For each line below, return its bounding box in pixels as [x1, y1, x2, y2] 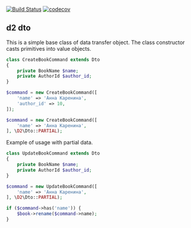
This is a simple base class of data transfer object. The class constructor [6, 39, 185, 46]
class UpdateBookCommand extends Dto [6, 150, 100, 156]
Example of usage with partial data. [6, 139, 93, 146]
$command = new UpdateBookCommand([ [6, 183, 97, 189]
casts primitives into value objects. [6, 45, 91, 52]
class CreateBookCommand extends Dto [6, 57, 100, 63]
